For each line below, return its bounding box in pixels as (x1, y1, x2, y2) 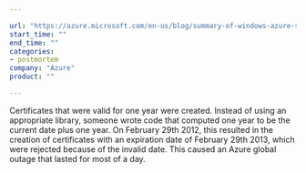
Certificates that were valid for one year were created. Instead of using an (9, 105, 287, 116)
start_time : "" (9, 29, 67, 39)
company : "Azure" (9, 64, 76, 73)
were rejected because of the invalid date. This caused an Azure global (9, 143, 277, 155)
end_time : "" (9, 38, 59, 47)
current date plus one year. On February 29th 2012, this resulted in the (9, 124, 273, 135)
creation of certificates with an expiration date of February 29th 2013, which (9, 134, 295, 145)
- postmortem (9, 56, 59, 65)
